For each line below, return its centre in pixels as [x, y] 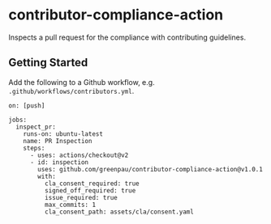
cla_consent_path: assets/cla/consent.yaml [119, 212]
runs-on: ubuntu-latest [63, 134]
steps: [34, 148]
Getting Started [48, 63]
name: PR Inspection [58, 141]
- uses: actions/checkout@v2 [79, 155]
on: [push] [27, 106]
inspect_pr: [36, 127]
